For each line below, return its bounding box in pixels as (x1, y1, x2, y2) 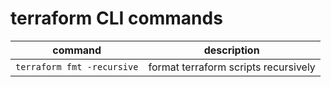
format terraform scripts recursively (148, 60, 316, 74)
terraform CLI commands (10, 7, 223, 30)
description (203, 43, 260, 57)
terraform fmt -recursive (15, 61, 139, 72)
